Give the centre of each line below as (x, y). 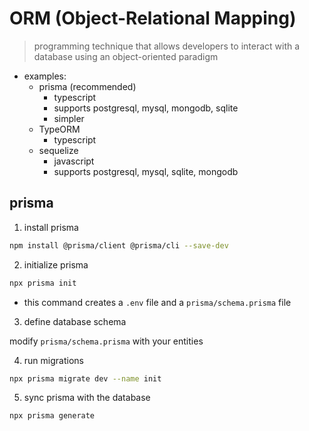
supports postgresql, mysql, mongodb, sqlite (146, 108)
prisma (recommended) (87, 86)
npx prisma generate (52, 416)
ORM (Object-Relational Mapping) (153, 18)
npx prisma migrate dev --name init (85, 378)
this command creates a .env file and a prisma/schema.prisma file (157, 302)
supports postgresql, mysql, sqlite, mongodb (146, 171)
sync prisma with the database (87, 398)
